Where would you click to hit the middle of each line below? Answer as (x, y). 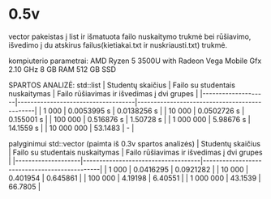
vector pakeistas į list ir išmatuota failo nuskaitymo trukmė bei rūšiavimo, (130, 36)
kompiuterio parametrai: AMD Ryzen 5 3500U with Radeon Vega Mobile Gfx (135, 61)
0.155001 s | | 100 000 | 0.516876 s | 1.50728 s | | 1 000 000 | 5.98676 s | (129, 119)
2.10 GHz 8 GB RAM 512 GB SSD (62, 69)
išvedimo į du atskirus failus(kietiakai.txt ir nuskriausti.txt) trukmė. (118, 44)
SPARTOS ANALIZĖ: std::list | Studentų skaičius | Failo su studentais (122, 85)
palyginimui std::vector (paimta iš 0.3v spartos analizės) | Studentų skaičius (135, 143)
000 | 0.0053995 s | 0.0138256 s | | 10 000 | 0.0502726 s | (146, 111)
